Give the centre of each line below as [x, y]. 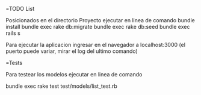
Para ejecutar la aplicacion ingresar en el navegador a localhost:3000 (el [96, 45]
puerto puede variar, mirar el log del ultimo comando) [72, 51]
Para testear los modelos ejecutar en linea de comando [74, 74]
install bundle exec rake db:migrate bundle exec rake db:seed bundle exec [98, 27]
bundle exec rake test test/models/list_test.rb [62, 86]
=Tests [14, 63]
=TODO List [20, 9]
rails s [13, 33]
